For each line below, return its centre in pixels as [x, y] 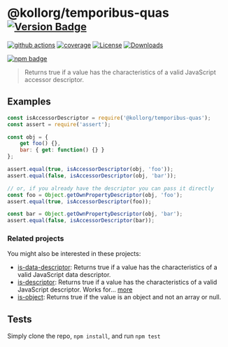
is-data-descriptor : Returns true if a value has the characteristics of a [117, 267]
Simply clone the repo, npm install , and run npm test [84, 336]
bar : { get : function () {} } [62, 150]
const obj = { [28, 137]
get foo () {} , [40, 144]
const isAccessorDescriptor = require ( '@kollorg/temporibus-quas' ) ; [109, 118]
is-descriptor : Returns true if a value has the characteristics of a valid [117, 283]
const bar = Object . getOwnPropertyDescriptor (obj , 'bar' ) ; [95, 214]
